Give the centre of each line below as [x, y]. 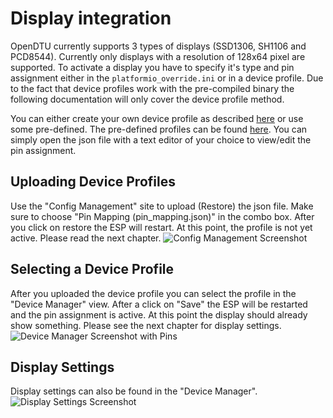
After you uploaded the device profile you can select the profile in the [153, 293]
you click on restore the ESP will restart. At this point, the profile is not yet [161, 227]
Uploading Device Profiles [93, 182]
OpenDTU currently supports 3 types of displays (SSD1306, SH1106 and [158, 46]
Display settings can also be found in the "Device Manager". [134, 391]
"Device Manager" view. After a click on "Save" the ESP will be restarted [159, 304]
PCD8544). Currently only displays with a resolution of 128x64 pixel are [158, 56]
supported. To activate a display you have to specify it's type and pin [152, 67]
